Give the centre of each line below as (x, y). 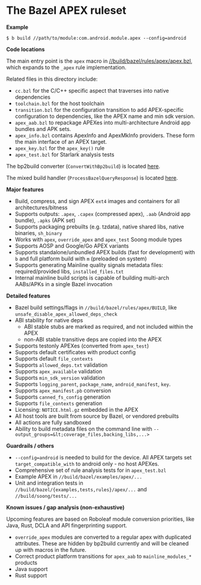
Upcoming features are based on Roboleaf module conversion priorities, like (100, 519)
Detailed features (28, 296)
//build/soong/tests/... (46, 496)
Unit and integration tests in (49, 483)
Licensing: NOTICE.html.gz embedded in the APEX (76, 409)
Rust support (31, 575)
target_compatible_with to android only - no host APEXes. (87, 464)
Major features (25, 189)
